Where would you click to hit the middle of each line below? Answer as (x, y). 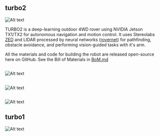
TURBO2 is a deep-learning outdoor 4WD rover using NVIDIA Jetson (74, 29)
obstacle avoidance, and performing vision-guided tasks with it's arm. (75, 45)
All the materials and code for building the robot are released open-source (80, 54)
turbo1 (15, 117)
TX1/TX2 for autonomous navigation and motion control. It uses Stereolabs (80, 34)
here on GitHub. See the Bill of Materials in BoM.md (57, 59)
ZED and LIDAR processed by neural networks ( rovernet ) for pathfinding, (78, 39)
